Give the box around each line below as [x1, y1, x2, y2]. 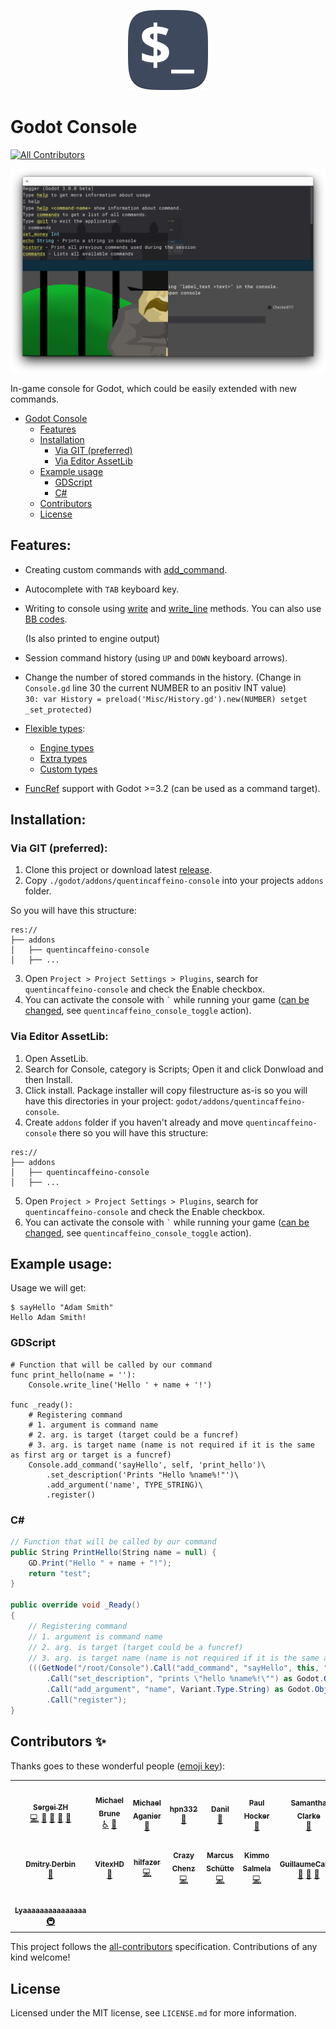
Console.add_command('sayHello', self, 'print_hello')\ [28, 1460, 267, 1470]
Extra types [39, 752, 88, 764]
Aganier [133, 1811, 162, 1821]
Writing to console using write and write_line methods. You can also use [24, 602, 322, 614]
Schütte [206, 1863, 235, 1874]
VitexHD [94, 1859, 125, 1869]
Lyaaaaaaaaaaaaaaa [14, 1905, 87, 1915]
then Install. [24, 1073, 73, 1085]
